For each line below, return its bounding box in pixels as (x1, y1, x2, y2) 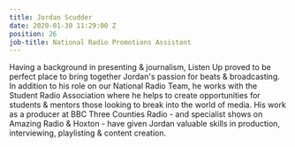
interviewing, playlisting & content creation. (9, 128, 166, 138)
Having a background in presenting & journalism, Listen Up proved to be (9, 62, 271, 73)
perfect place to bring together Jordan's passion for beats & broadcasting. (9, 72, 280, 82)
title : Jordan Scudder (9, 12, 93, 22)
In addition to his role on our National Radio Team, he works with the (9, 81, 258, 91)
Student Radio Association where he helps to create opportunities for (9, 90, 261, 101)
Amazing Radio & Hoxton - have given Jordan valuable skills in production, (9, 119, 281, 129)
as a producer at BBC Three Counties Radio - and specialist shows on (9, 109, 263, 120)
